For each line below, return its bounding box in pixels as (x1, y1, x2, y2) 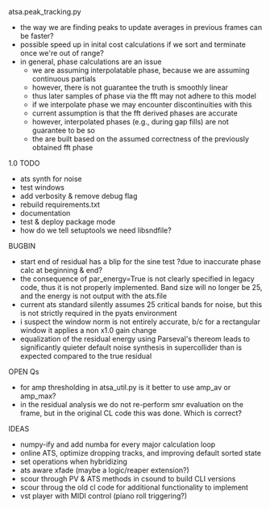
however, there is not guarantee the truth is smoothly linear (31, 82, 228, 92)
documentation (19, 208, 71, 217)
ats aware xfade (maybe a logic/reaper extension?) (19, 465, 189, 475)
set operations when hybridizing (19, 456, 127, 466)
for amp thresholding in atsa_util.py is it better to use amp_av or (19, 383, 231, 392)
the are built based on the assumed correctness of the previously (31, 134, 250, 144)
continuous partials (31, 74, 97, 83)
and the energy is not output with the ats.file (19, 291, 168, 301)
